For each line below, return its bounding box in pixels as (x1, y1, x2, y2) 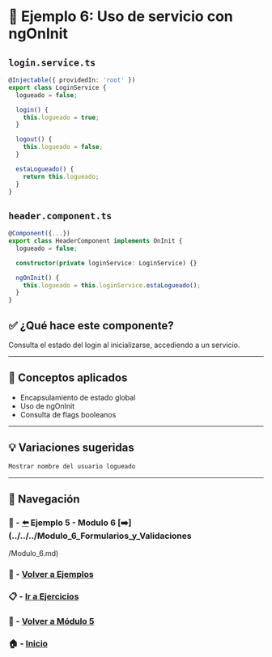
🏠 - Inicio (8, 638, 49, 649)
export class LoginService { (8, 83, 107, 91)
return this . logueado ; (23, 172, 100, 180)
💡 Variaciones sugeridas (8, 441, 135, 455)
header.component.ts (8, 210, 113, 222)
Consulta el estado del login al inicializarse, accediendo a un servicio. (8, 340, 240, 350)
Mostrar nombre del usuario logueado (8, 462, 136, 470)
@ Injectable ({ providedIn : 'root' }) (8, 76, 136, 84)
